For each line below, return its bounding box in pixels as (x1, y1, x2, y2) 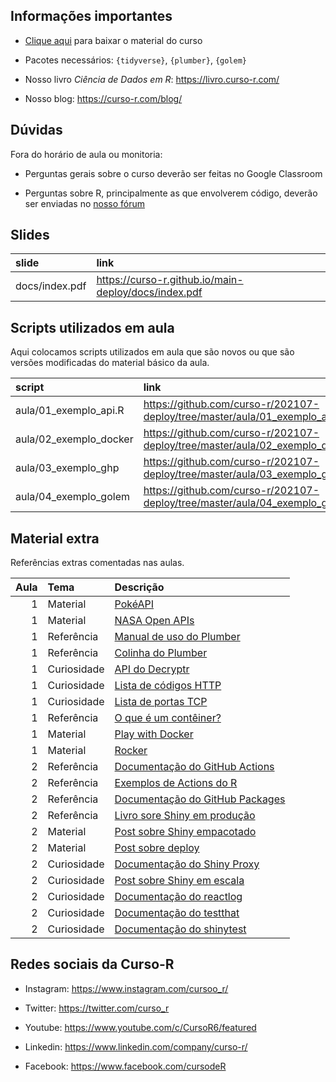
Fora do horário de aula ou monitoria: (10, 148, 163, 160)
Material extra (10, 530, 100, 547)
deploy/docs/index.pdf (96, 285, 203, 299)
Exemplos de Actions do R (114, 776, 238, 790)
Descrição (114, 580, 165, 594)
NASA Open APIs (114, 614, 195, 628)
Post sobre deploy (114, 841, 200, 855)
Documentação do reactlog (114, 890, 243, 904)
